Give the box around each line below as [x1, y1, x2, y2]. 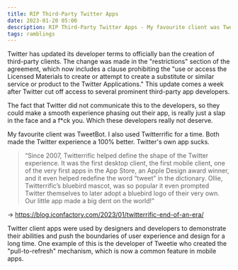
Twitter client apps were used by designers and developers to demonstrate [7, 225, 227, 233]
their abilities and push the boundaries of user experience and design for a [7, 232, 225, 240]
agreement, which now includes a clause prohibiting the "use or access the [7, 65, 227, 73]
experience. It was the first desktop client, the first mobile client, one [24, 159, 225, 168]
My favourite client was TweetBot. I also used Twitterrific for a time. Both [7, 130, 220, 139]
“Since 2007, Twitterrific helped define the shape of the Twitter [24, 151, 209, 160]
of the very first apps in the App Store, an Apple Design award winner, [24, 166, 229, 175]
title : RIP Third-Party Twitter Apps [7, 10, 119, 18]
